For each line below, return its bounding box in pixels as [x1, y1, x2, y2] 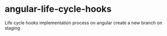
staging [4, 25, 20, 31]
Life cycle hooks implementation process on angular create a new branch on [4, 20, 162, 26]
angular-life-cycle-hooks [4, 3, 112, 15]
